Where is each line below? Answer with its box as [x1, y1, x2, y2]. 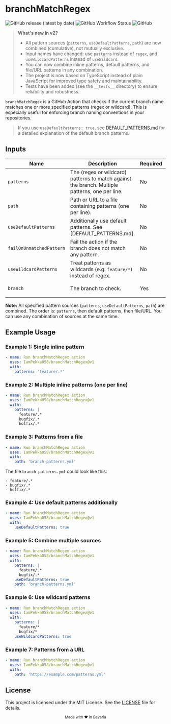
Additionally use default [70, 217, 127, 224]
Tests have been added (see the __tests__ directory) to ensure [25, 83, 158, 89]
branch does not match [70, 245, 126, 252]
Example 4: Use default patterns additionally [5, 499, 118, 506]
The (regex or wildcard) [70, 168, 127, 176]
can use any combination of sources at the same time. [5, 313, 119, 319]
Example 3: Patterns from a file [5, 433, 83, 441]
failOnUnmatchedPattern [8, 245, 66, 251]
